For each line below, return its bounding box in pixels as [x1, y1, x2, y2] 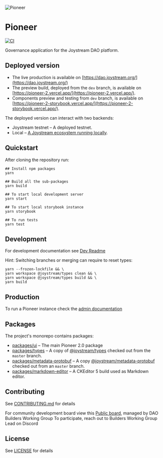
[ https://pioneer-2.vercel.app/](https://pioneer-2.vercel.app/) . [12, 90, 136, 96]
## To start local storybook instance [5, 205, 84, 209]
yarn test [5, 222, 25, 227]
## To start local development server [5, 192, 84, 197]
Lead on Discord [5, 420, 38, 426]
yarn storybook [5, 209, 36, 214]
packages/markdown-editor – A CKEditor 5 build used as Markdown [12, 369, 149, 374]
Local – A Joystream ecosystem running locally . [12, 129, 108, 135]
